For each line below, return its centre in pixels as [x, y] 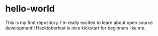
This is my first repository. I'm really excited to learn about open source [79, 22]
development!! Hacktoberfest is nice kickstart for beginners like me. [75, 27]
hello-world [30, 9]
